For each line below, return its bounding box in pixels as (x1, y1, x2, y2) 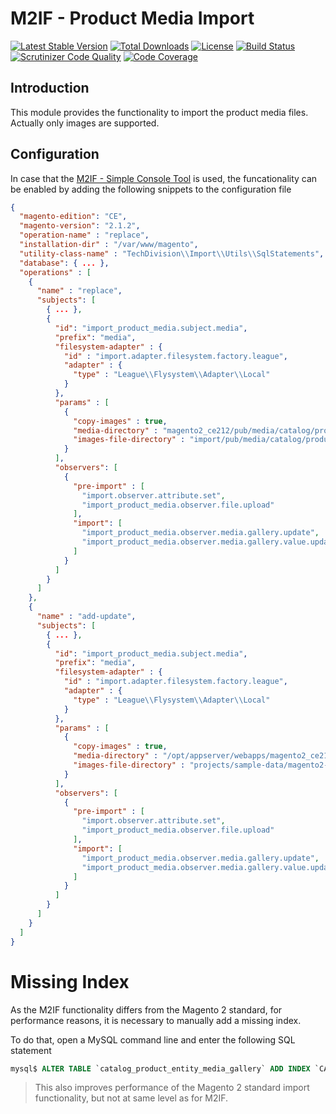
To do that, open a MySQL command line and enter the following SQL (10, 1033, 296, 1046)
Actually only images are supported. (10, 117, 160, 129)
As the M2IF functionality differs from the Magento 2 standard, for (10, 1003, 283, 1016)
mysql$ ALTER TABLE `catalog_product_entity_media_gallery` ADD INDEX (10, 1063, 311, 1074)
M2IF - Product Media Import (10, 7, 255, 30)
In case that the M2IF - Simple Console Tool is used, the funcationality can (10, 172, 318, 184)
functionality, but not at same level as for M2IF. (34, 1092, 229, 1104)
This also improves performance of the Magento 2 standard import (34, 1082, 310, 1094)
